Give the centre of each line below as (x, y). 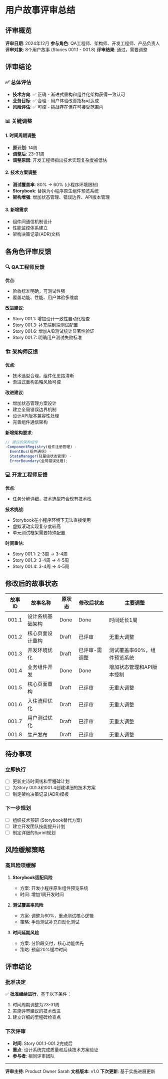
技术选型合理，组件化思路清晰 (43, 376)
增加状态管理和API (131, 667)
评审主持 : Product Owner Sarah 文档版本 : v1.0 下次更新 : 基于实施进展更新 (80, 1071)
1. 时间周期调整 (20, 135)
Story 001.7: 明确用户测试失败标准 (47, 337)
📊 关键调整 (19, 121)
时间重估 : (15, 543)
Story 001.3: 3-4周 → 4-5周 (40, 560)
